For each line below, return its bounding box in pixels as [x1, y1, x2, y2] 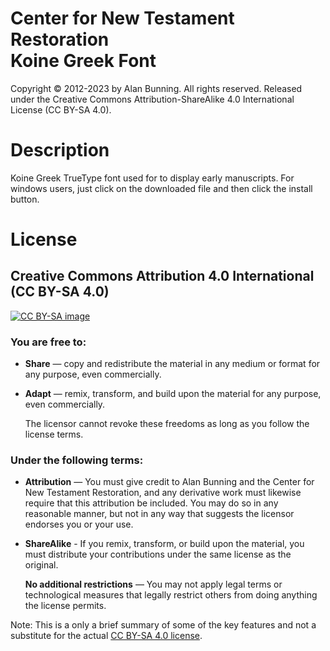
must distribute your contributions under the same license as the [24, 548, 292, 561]
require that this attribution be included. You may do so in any [24, 497, 279, 509]
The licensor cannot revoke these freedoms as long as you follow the [24, 418, 310, 430]
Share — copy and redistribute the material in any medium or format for [24, 358, 321, 370]
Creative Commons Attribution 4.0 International [10, 268, 315, 285]
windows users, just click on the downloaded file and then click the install [10, 182, 313, 194]
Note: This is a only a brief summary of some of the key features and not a [10, 619, 317, 631]
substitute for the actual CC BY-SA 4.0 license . [10, 630, 203, 642]
